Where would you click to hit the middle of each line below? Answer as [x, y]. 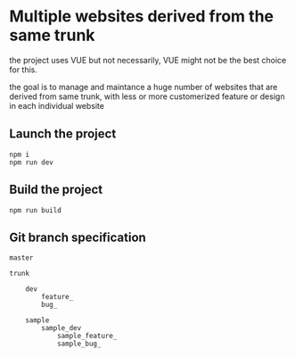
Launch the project [63, 134]
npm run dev [31, 162]
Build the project [56, 190]
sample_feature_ [87, 336]
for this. [24, 70]
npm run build [36, 210]
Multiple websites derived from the [142, 17]
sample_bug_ [79, 344]
